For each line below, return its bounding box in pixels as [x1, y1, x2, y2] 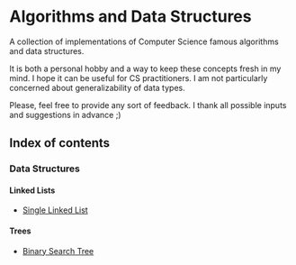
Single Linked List [22, 205, 88, 215]
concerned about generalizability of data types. [9, 82, 186, 93]
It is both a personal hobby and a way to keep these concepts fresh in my [9, 63, 282, 74]
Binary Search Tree [22, 245, 94, 256]
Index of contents [9, 135, 111, 151]
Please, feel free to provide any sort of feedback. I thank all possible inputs [9, 99, 287, 110]
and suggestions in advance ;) [9, 109, 121, 120]
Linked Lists [9, 185, 56, 196]
